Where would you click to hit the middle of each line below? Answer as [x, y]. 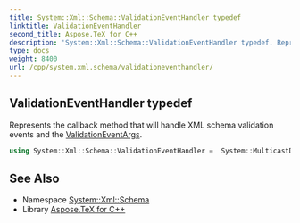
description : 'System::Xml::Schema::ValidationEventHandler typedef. [142, 42]
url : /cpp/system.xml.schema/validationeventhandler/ [112, 68]
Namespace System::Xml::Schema [86, 200]
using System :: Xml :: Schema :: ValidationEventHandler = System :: [131, 151]
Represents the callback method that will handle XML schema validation [142, 125]
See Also [34, 178]
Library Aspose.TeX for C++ [74, 210]
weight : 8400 [33, 59]
